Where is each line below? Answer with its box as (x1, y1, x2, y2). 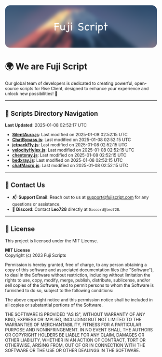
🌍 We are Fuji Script (5, 61, 88, 72)
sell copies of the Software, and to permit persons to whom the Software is (5, 282, 154, 288)
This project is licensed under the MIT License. (5, 238, 98, 244)
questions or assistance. (12, 201, 61, 207)
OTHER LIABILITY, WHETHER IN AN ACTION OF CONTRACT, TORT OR (5, 337, 146, 343)
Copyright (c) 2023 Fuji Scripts (5, 252, 67, 258)
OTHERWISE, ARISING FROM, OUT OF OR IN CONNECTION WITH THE (5, 342, 146, 348)
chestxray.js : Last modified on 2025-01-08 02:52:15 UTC (12, 152, 127, 158)
